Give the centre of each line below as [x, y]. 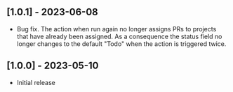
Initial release [36, 82]
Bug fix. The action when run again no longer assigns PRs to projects [116, 29]
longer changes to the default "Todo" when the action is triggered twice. [121, 44]
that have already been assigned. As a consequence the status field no [119, 36]
